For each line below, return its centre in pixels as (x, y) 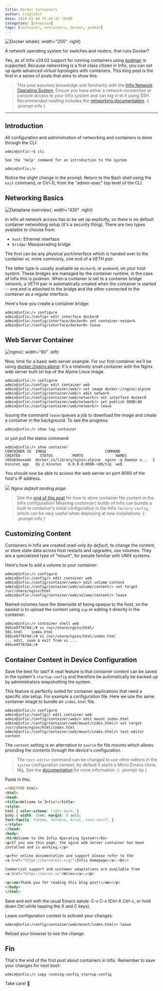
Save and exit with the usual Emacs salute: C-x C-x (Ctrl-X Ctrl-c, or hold (78, 901)
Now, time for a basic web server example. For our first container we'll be (78, 361)
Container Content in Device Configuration (71, 660)
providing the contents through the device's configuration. (63, 750)
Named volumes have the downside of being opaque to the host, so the (76, 604)
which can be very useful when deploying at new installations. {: (81, 513)
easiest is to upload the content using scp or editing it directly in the (72, 610)
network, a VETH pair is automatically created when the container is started (81, 284)
